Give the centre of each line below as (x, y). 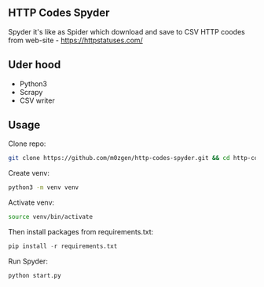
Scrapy (31, 92)
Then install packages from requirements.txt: (81, 232)
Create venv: (29, 173)
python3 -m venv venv (44, 187)
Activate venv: (31, 202)
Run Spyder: (28, 261)
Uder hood (35, 65)
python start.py (35, 275)
